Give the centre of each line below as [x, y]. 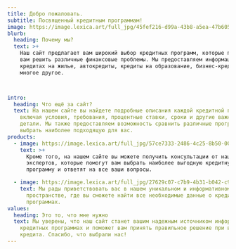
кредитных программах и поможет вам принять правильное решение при [122, 228]
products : [22, 137]
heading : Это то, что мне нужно [61, 215]
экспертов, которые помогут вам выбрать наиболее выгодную [114, 163]
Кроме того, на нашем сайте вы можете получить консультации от [122, 157]
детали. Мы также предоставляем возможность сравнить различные [116, 124]
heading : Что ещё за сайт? [53, 104]
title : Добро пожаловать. [45, 14]
